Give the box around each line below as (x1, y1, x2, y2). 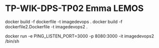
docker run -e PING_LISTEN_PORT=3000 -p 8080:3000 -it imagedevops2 (5, 33, 155, 39)
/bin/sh (5, 38, 20, 44)
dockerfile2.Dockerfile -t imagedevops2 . (5, 24, 88, 29)
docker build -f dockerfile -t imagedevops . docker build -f (5, 19, 123, 24)
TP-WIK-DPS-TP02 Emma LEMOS (5, 3, 144, 14)
